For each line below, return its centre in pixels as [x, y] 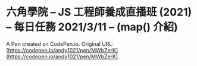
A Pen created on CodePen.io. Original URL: [60, 44]
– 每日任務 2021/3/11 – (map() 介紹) [92, 27]
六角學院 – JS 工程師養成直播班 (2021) [99, 12]
